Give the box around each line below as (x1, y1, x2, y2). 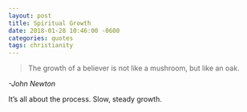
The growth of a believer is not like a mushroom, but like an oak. (27, 63, 240, 73)
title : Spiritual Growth (8, 19, 91, 27)
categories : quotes (8, 34, 74, 42)
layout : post (8, 11, 52, 20)
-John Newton (8, 79, 56, 89)
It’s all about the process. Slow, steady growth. (8, 94, 162, 104)
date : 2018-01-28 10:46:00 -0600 (8, 26, 120, 34)
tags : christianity (8, 42, 74, 50)
